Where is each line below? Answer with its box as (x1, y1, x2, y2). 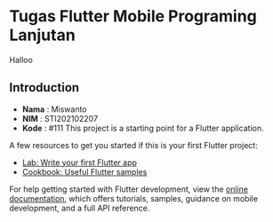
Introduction (9, 80, 80, 95)
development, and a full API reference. (9, 202, 150, 213)
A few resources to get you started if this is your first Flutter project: (9, 139, 258, 150)
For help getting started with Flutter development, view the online (9, 184, 249, 194)
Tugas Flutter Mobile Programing (9, 6, 258, 27)
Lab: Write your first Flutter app (21, 157, 138, 168)
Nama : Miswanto (21, 104, 87, 115)
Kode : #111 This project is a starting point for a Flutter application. (21, 123, 264, 133)
